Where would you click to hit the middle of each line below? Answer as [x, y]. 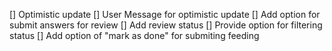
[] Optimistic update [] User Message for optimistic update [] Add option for [165, 14]
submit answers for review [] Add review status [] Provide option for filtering [166, 25]
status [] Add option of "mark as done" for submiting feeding [134, 35]
